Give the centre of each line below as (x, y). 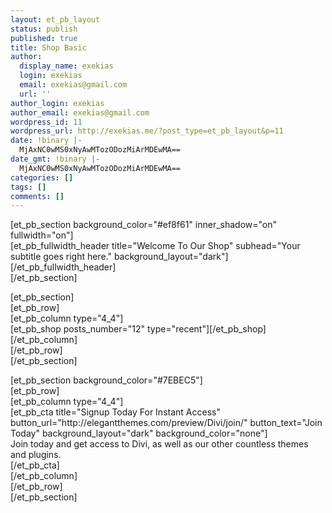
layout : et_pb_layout (55, 19)
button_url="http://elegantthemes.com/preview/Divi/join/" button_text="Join (166, 423)
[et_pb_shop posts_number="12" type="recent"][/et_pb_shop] (138, 329)
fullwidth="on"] (42, 235)
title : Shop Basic (48, 47)
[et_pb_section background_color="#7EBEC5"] (106, 380)
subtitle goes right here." (61, 257)
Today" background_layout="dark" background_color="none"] (139, 433)
